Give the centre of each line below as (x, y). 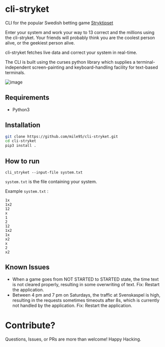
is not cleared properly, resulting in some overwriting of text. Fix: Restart (86, 284)
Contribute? (30, 325)
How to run (22, 161)
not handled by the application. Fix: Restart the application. (72, 305)
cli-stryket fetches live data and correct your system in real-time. (71, 52)
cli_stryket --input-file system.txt (44, 173)
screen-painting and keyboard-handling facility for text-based (95, 67)
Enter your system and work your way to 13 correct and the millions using (80, 32)
